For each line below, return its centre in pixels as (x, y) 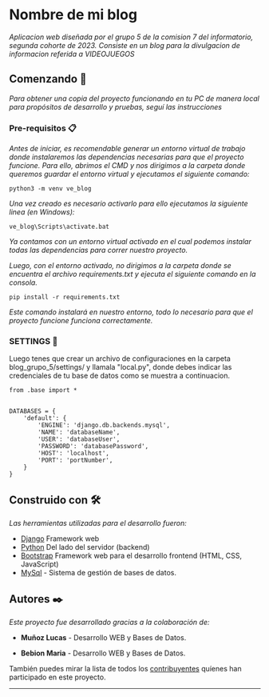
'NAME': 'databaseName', (79, 433)
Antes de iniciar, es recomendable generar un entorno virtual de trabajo (127, 149)
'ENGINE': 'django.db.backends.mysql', (104, 426)
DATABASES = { (33, 411)
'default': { (45, 419)
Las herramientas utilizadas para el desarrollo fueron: (98, 523)
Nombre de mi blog (73, 15)
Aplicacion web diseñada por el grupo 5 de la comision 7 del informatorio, (131, 37)
